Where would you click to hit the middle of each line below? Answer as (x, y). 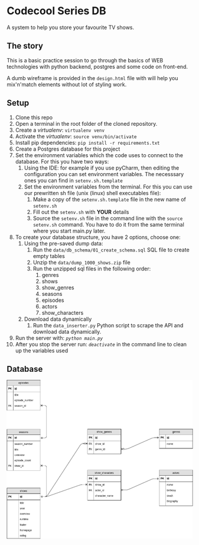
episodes (53, 300)
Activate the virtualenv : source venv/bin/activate (76, 136)
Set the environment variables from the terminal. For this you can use (108, 187)
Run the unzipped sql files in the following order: (92, 269)
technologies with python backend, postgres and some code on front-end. (97, 66)
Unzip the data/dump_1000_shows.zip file (81, 262)
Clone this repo (34, 117)
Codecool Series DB (57, 11)
